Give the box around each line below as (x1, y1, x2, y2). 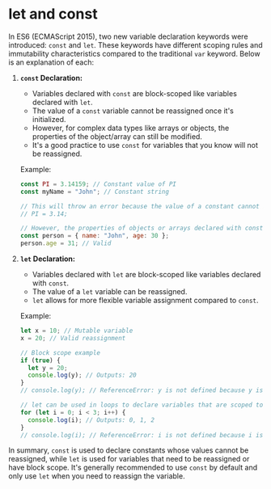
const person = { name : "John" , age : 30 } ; (19, 232, 170, 240)
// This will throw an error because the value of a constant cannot (19, 202, 260, 210)
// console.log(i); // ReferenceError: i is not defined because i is (19, 431, 264, 439)
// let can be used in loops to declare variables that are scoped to (19, 401, 264, 409)
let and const (8, 5, 99, 23)
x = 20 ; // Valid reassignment (19, 334, 126, 342)
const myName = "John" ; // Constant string (19, 188, 170, 196)
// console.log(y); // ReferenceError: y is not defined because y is (19, 386, 264, 394)
